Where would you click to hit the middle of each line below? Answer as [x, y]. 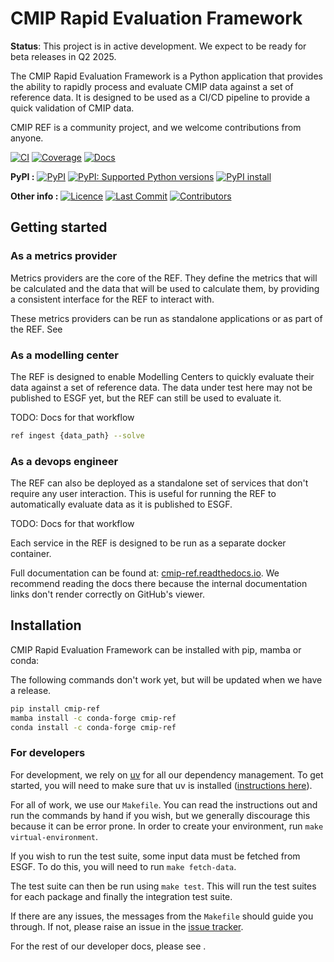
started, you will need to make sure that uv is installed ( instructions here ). [161, 785]
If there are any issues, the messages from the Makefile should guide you [162, 916]
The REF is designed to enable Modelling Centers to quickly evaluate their [162, 376]
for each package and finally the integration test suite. [121, 896]
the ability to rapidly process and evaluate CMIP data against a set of [152, 86]
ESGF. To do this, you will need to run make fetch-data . [123, 866]
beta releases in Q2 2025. [63, 56]
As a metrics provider [64, 256]
